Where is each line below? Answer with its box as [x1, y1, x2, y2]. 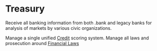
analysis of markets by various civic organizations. [5, 25, 112, 31]
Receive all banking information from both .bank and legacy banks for [5, 20, 152, 26]
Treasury [5, 3, 45, 15]
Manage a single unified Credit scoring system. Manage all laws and [5, 35, 149, 41]
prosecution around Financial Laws [5, 40, 79, 46]
